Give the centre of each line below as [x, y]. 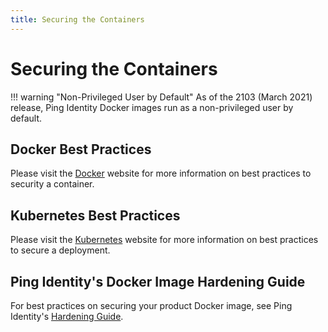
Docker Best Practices [81, 149]
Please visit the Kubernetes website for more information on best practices [164, 240]
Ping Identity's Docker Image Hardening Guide [158, 281]
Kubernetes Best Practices [95, 215]
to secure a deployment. [60, 250]
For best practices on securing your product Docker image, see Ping [151, 305]
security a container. [52, 184]
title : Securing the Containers [77, 19]
